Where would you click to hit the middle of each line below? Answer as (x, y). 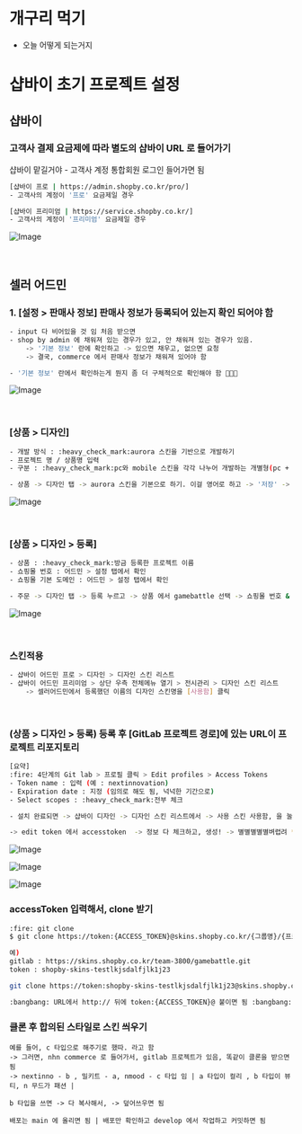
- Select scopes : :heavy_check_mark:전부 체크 (96, 800)
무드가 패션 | (53, 1086)
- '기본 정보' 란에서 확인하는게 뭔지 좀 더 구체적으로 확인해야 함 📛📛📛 (124, 373)
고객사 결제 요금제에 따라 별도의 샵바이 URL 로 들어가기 (120, 148)
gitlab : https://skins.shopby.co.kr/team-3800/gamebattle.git (130, 961)
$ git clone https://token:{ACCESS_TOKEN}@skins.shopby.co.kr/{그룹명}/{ (147, 937)
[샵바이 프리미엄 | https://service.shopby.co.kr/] (102, 211)
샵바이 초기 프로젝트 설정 (95, 85)
